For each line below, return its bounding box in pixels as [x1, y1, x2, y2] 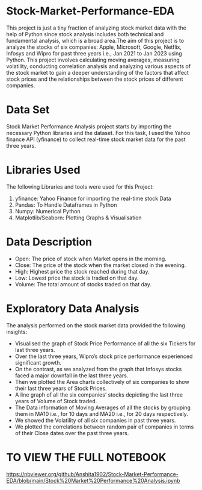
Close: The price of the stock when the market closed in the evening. [14, 261, 186, 269]
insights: [6, 328, 28, 335]
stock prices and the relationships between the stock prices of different [6, 75, 183, 83]
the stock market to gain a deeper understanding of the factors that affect [6, 69, 189, 76]
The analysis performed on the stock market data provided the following [6, 321, 185, 329]
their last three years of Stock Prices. [14, 385, 107, 392]
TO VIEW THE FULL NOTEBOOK [6, 450, 167, 464]
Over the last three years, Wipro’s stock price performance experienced [14, 353, 193, 360]
